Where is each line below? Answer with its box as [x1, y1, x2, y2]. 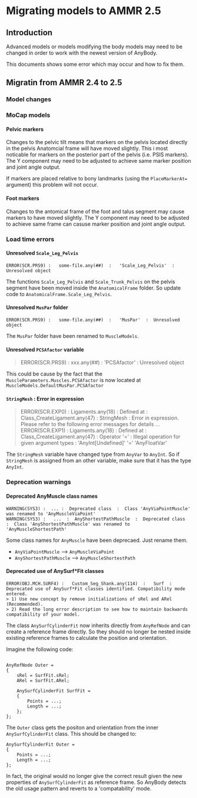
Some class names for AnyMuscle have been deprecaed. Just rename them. [6, 537, 188, 544]
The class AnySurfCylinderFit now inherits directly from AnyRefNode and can [6, 622, 191, 629]
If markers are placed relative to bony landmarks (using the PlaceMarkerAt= [6, 175, 188, 182]
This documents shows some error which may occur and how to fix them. [6, 61, 185, 68]
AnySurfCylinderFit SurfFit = [16, 688, 91, 694]
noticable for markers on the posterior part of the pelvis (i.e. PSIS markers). [6, 151, 189, 158]
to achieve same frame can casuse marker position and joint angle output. [6, 220, 186, 227]
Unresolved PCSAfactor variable [6, 346, 84, 353]
